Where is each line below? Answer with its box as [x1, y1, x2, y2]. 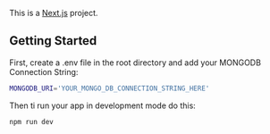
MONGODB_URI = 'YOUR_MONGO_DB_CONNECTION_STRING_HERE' [9, 84, 210, 93]
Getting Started [9, 33, 97, 48]
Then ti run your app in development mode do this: [9, 100, 197, 111]
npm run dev [9, 117, 54, 126]
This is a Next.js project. [9, 8, 98, 18]
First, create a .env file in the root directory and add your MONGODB [9, 57, 262, 68]
